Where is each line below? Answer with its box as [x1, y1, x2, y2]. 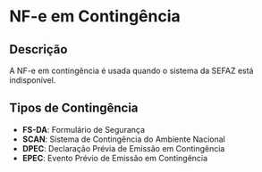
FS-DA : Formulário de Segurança [21, 124, 146, 135]
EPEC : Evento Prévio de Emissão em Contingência [21, 152, 208, 163]
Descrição [9, 42, 68, 57]
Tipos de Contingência [9, 101, 139, 116]
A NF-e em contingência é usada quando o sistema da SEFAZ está [9, 65, 254, 76]
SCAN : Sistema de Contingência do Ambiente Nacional [21, 134, 225, 144]
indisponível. [9, 75, 56, 86]
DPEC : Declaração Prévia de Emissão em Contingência [21, 143, 225, 153]
